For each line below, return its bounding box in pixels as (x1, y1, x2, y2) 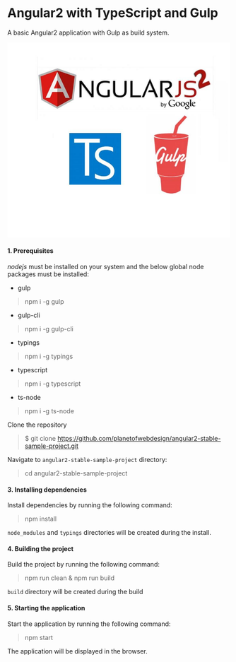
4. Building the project (7, 544, 74, 552)
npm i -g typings (24, 352, 73, 361)
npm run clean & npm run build (24, 574, 115, 582)
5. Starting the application (7, 604, 85, 613)
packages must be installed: (7, 270, 90, 278)
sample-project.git (24, 442, 79, 450)
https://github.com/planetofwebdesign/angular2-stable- (57, 435, 221, 443)
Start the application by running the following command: (7, 620, 171, 628)
